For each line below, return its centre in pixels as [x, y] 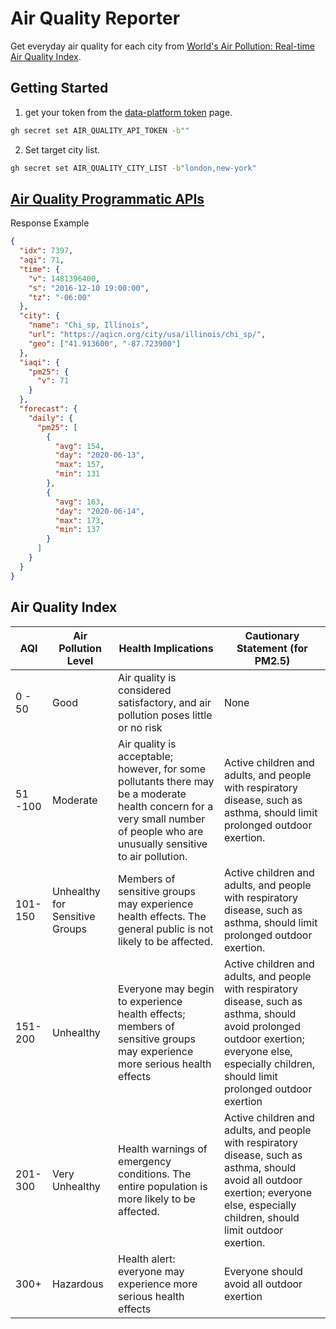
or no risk [140, 727]
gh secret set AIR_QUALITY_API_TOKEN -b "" [100, 130]
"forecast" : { [48, 409]
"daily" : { [51, 418]
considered [145, 690]
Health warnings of [163, 1149]
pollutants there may [166, 781]
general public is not [166, 929]
